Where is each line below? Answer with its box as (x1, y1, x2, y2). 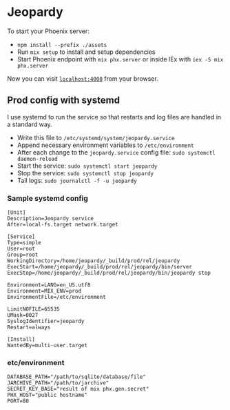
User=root (7, 246, 36, 253)
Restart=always (7, 324, 51, 331)
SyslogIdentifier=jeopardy (7, 318, 85, 325)
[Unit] (7, 209, 26, 216)
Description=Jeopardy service (7, 215, 94, 222)
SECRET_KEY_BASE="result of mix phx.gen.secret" (7, 386, 149, 393)
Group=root (7, 251, 39, 259)
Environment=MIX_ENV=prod (7, 288, 81, 295)
